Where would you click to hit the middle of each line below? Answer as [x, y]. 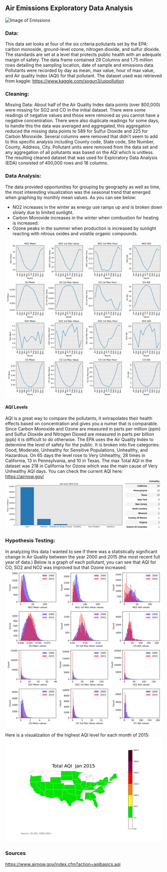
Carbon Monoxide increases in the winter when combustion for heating [85, 218]
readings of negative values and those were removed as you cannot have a [82, 115]
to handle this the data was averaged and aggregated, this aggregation [78, 126]
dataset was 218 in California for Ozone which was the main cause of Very [82, 466]
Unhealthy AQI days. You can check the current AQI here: [64, 471]
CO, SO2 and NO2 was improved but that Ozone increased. [66, 567]
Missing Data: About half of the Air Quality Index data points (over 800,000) [83, 105]
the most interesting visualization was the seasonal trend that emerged [78, 192]
